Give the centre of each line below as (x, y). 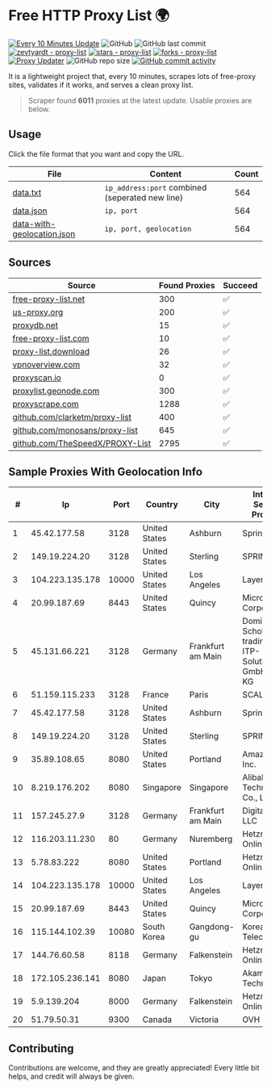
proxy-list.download (51, 351)
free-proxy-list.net (49, 299)
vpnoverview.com (46, 364)
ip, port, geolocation (148, 228)
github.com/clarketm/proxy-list (72, 417)
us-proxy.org (38, 312)
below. (39, 109)
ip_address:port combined (156, 187)
